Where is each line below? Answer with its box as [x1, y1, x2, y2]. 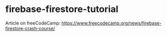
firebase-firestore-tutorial [5, 3, 118, 15]
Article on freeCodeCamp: [5, 20, 61, 26]
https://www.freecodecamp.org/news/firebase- [61, 20, 162, 26]
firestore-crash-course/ [5, 25, 55, 31]
